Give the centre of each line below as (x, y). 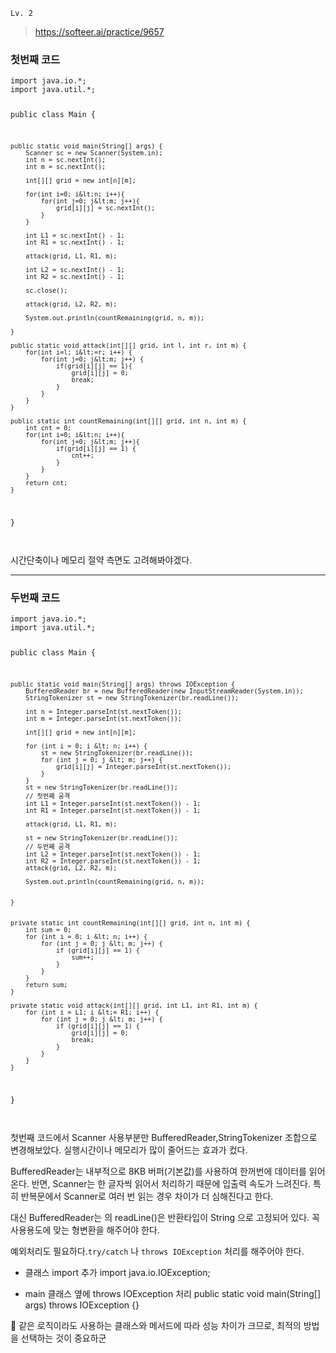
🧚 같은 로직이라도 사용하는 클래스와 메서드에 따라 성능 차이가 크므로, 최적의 (156, 1325)
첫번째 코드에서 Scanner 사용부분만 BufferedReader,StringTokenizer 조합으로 (164, 1137)
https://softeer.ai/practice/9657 (99, 32)
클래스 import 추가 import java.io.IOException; (117, 1272)
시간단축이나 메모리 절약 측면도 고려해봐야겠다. (101, 560)
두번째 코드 (35, 597)
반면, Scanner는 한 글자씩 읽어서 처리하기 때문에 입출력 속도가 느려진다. (171, 1183)
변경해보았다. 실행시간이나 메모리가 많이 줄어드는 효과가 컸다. (129, 1150)
